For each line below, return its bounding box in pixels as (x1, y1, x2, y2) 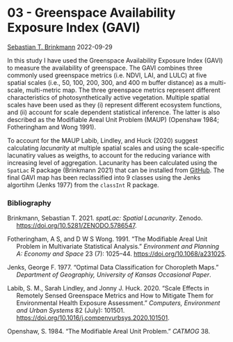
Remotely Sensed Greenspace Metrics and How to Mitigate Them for (16, 291, 214, 300)
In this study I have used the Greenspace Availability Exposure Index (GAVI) (7, 56, 223, 64)
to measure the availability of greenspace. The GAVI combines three (7, 63, 203, 72)
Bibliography (7, 198, 51, 208)
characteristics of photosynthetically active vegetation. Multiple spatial (7, 93, 210, 102)
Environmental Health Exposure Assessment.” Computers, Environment (16, 299, 220, 307)
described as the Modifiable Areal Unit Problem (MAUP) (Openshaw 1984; (7, 115, 219, 123)
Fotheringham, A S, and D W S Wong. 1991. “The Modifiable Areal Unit (7, 235, 207, 243)
